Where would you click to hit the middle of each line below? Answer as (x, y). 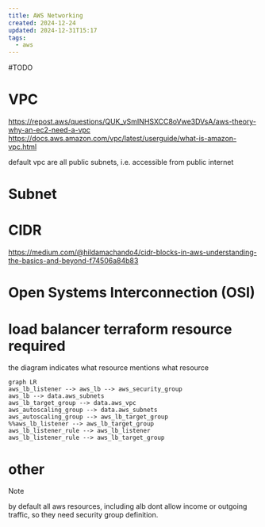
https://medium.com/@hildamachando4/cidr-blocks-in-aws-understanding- (133, 252)
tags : (17, 38)
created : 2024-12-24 (42, 23)
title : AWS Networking (46, 15)
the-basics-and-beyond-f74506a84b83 (73, 261)
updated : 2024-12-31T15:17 (53, 30)
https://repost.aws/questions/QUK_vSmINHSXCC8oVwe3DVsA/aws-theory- (132, 122)
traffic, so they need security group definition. (83, 515)
